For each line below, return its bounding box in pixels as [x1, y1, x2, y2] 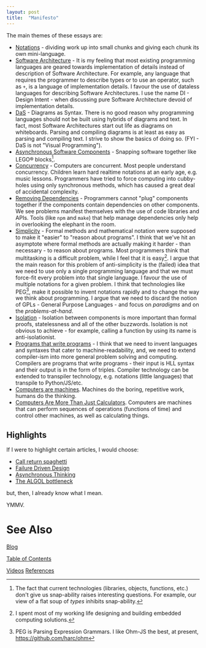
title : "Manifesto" [6, 15, 59, 21]
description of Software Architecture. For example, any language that [15, 69, 190, 77]
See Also [6, 523, 53, 537]
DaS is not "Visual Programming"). [15, 141, 102, 149]
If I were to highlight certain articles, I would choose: [6, 446, 139, 453]
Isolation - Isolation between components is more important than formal [15, 314, 197, 321]
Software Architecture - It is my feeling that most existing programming [15, 57, 195, 64]
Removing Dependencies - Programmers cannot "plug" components [15, 195, 188, 202]
